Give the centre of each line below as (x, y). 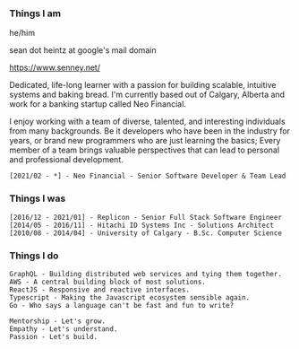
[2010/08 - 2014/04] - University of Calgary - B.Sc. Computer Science (145, 233)
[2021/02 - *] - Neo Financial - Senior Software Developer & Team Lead (148, 176)
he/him (22, 33)
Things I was (38, 198)
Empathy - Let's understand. (64, 329)
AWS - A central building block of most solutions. (107, 282)
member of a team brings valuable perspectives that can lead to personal (145, 150)
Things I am (35, 13)
